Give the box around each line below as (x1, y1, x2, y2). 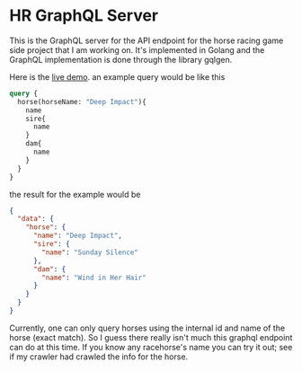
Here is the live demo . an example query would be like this (9, 71, 226, 82)
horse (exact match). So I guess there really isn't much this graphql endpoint (9, 331, 293, 342)
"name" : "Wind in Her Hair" (41, 273, 147, 282)
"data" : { (17, 215, 54, 224)
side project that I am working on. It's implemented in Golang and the (9, 44, 265, 55)
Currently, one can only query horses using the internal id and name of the (9, 322, 286, 333)
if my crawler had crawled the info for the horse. (9, 351, 189, 362)
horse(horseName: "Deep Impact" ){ (17, 97, 147, 106)
